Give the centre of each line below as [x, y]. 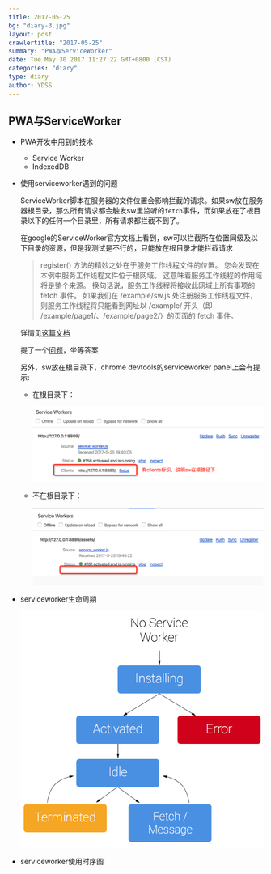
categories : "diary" [43, 69]
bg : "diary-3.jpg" [39, 25]
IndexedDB [51, 167]
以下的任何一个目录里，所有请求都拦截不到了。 [105, 221]
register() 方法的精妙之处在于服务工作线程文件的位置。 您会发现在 [150, 265]
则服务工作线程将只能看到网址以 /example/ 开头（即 [126, 306]
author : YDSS [30, 85]
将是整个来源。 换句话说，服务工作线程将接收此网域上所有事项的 [148, 285]
